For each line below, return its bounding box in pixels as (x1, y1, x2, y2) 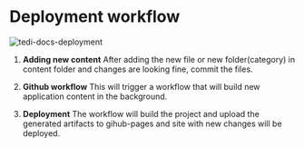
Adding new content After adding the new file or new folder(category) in (22, 54, 296, 64)
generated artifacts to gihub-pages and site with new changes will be (22, 118, 283, 129)
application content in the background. (22, 91, 168, 102)
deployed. (22, 127, 61, 138)
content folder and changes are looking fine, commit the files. (22, 64, 253, 74)
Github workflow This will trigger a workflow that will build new (22, 81, 260, 92)
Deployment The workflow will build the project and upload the (22, 108, 260, 119)
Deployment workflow (9, 6, 181, 27)
